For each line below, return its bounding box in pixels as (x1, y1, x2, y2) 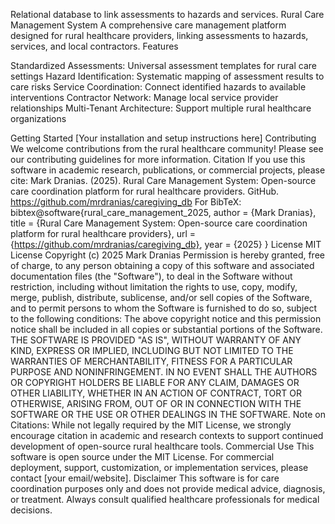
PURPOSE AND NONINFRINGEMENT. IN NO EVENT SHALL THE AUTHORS (10, 366, 318, 378)
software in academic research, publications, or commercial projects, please (10, 164, 326, 176)
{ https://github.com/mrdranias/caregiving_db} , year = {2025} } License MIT (10, 239, 322, 250)
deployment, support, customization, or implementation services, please (10, 462, 309, 473)
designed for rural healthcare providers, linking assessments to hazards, (10, 30, 309, 41)
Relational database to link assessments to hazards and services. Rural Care (10, 9, 325, 20)
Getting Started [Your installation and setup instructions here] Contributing (10, 132, 317, 144)
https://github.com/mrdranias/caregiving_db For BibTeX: (10, 196, 242, 208)
